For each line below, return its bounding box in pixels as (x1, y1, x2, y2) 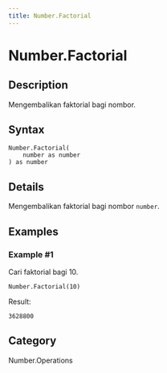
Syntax (8, 123, 45, 137)
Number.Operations (8, 355, 74, 365)
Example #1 (8, 248, 54, 260)
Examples (8, 224, 59, 238)
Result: (8, 297, 31, 306)
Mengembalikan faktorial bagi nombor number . (8, 202, 161, 211)
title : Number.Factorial (8, 11, 92, 20)
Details (8, 180, 44, 194)
